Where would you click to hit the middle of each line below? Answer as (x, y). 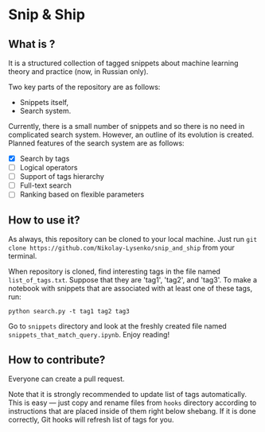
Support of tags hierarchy (62, 177)
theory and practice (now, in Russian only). (78, 72)
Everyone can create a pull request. (66, 379)
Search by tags (45, 158)
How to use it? (44, 220)
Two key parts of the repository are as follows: (84, 87)
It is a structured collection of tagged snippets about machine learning (123, 63)
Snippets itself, (44, 102)
